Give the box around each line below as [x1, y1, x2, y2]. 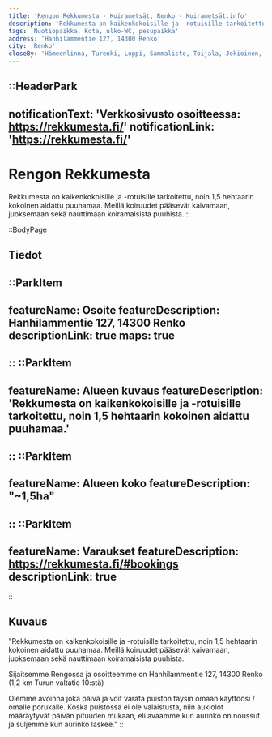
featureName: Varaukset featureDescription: [8, 545, 240, 559]
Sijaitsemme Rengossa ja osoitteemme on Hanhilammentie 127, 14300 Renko [8, 670, 263, 679]
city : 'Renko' [8, 42, 57, 50]
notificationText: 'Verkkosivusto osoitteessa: [8, 107, 241, 121]
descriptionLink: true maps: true [8, 328, 176, 342]
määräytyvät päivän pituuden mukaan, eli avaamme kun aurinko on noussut [8, 711, 261, 721]
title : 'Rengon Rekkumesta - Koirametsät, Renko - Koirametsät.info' [8, 11, 249, 20]
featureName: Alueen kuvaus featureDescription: [8, 383, 263, 397]
